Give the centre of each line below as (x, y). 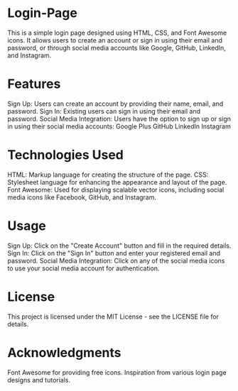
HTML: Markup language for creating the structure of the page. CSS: (108, 175)
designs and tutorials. (39, 380)
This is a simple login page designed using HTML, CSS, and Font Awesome (117, 33)
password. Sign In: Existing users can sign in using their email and (104, 111)
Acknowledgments (65, 352)
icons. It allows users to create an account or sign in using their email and (115, 40)
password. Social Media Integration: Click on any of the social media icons (116, 260)
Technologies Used (66, 155)
